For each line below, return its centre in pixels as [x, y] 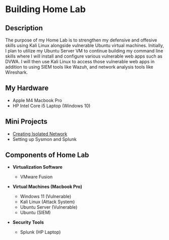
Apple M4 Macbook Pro [37, 100]
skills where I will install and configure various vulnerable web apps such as [84, 56]
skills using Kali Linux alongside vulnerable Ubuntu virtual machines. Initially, [85, 45]
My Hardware [27, 88]
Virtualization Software [38, 167]
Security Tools [28, 222]
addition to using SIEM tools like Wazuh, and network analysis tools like [79, 67]
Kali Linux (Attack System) [47, 202]
